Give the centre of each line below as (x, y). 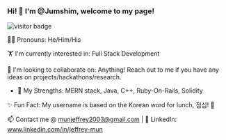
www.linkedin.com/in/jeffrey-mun (55, 130)
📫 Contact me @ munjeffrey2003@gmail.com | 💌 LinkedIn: (92, 119)
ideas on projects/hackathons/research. (64, 77)
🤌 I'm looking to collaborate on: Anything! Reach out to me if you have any (113, 70)
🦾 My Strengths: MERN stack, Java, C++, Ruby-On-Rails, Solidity (110, 91)
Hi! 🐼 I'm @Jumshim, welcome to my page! (81, 11)
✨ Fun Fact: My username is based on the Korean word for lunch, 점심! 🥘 (111, 105)
